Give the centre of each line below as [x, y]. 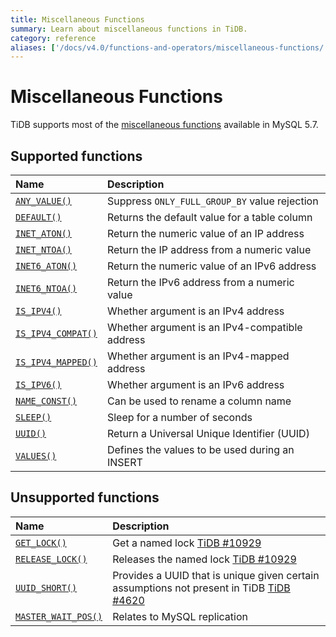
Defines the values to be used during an [200, 449]
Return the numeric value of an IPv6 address [211, 266]
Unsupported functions [85, 497]
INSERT [124, 462]
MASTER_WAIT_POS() [59, 616]
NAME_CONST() [46, 401]
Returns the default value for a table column [209, 217]
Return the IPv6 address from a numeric [200, 282]
